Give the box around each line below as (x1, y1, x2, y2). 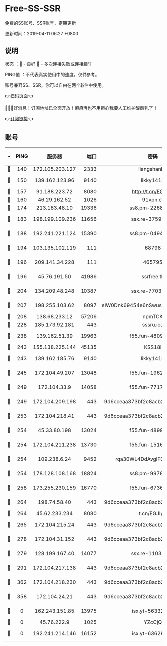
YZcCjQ (143, 618, 162, 625)
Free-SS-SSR (5, 3, 61, 14)
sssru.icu (142, 321, 164, 328)
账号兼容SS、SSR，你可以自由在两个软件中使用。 (5, 82, 106, 88)
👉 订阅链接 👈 (5, 115, 34, 121)
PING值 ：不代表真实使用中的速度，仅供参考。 (5, 71, 100, 77)
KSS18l (144, 343, 162, 350)
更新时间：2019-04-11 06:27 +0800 (5, 30, 79, 36)
